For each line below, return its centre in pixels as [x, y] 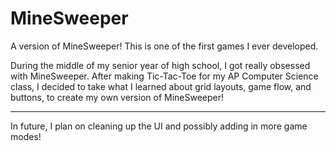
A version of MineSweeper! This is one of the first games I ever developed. [164, 46]
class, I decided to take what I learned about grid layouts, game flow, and [161, 86]
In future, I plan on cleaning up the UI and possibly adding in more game [159, 126]
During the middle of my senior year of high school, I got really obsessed [160, 65]
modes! [26, 136]
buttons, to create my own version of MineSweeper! [117, 97]
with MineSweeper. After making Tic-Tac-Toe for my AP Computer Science [164, 76]
